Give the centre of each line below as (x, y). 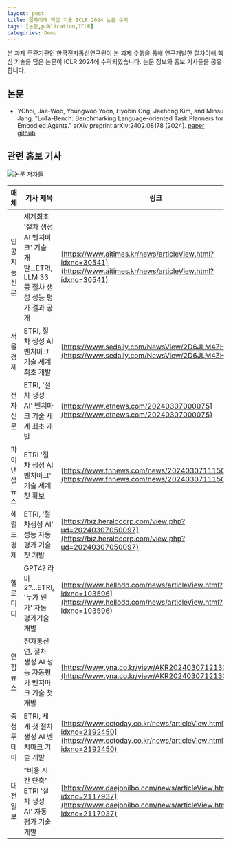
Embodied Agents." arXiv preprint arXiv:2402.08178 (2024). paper (111, 126)
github (26, 133)
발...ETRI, (38, 268)
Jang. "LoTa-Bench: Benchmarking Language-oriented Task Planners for (120, 118)
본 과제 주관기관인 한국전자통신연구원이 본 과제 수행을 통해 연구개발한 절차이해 (112, 53)
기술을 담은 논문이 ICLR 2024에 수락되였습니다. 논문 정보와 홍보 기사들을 (112, 62)
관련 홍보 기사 (34, 156)
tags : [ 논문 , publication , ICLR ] (51, 26)
